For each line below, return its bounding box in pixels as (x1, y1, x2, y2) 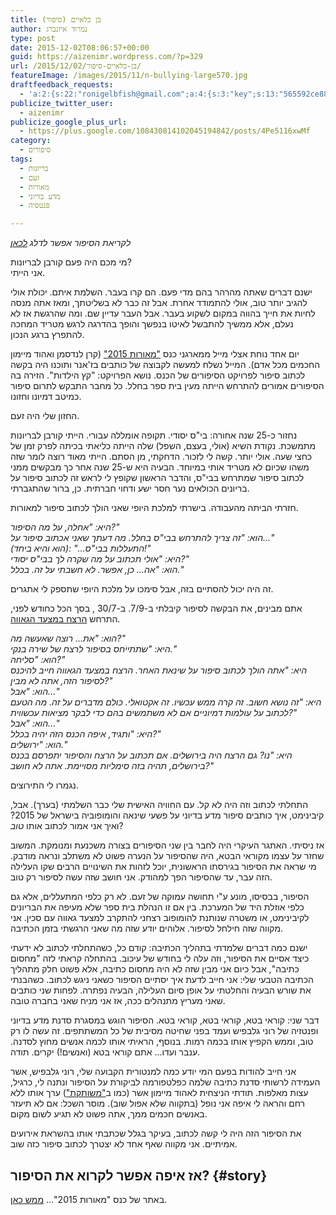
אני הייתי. (10, 267, 46, 279)
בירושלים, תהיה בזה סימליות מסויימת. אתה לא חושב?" (10, 760, 215, 772)
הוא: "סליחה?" (10, 654, 66, 666)
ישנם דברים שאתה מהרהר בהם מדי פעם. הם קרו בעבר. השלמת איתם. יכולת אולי (10, 286, 313, 298)
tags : (10, 154, 33, 164)
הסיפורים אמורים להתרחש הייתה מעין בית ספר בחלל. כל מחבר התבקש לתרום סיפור (10, 380, 325, 392)
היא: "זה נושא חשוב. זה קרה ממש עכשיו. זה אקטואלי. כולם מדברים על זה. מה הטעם (10, 696, 322, 708)
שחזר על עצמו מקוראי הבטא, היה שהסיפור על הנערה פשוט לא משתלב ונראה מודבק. (10, 850, 325, 862)
